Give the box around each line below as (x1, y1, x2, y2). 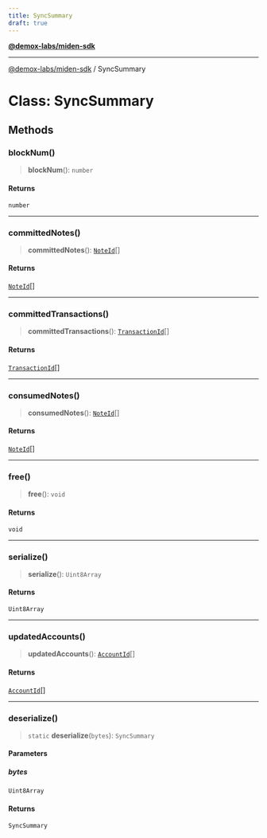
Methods (8, 123, 54, 137)
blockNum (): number (27, 165, 94, 175)
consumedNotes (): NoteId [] (27, 408, 120, 417)
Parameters (8, 749, 48, 758)
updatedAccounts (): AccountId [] (27, 649, 135, 659)
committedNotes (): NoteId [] (27, 245, 121, 255)
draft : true (8, 19, 48, 27)
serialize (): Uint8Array (27, 569, 102, 578)
